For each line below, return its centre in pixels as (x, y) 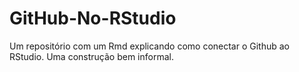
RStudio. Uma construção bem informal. (91, 56)
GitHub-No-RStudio (93, 18)
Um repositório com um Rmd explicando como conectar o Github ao (150, 46)
